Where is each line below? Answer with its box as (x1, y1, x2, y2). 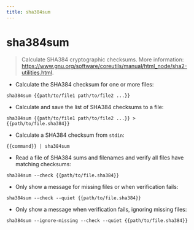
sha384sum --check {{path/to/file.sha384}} (6, 172, 120, 178)
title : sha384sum (6, 9, 51, 15)
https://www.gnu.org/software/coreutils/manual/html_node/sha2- (21, 62, 187, 69)
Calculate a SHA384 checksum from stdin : (15, 131, 125, 139)
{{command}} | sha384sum (6, 143, 70, 149)
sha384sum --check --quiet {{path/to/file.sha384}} (6, 194, 141, 201)
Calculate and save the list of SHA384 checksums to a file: (15, 103, 164, 110)
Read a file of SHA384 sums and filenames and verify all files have (15, 154, 184, 161)
